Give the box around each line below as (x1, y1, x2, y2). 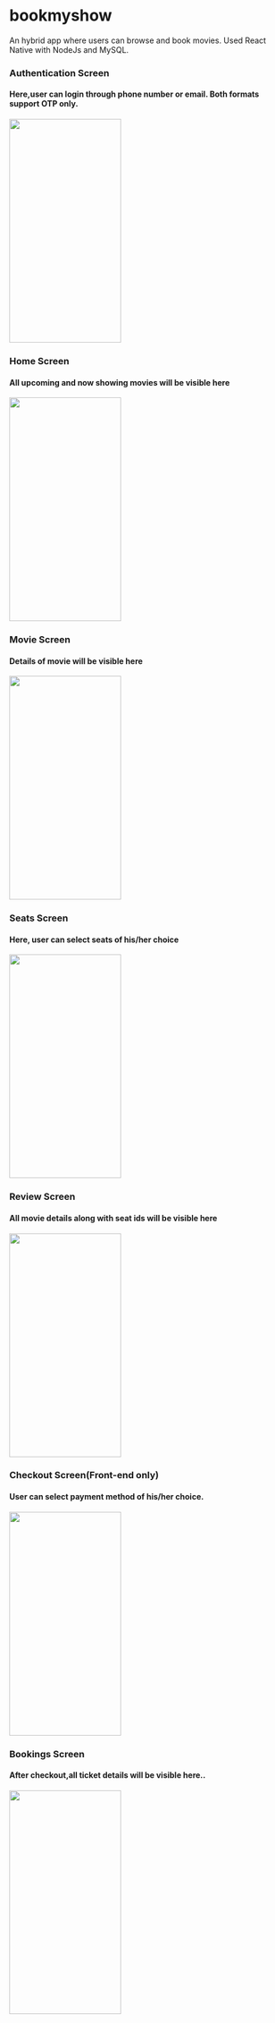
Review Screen (9, 1191, 76, 1203)
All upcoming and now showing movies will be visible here (9, 377, 230, 387)
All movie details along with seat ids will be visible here (9, 1212, 218, 1223)
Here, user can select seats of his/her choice (9, 934, 179, 945)
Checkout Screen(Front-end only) (9, 1469, 159, 1482)
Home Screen (9, 354, 70, 367)
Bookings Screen (9, 1747, 85, 1760)
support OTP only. (9, 98, 79, 109)
